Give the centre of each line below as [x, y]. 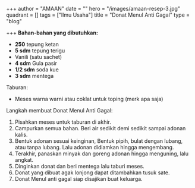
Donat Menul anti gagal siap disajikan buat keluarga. [78, 179]
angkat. [24, 160]
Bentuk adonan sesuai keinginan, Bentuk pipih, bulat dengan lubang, [99, 141]
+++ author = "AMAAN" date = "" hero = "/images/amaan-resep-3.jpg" [93, 9]
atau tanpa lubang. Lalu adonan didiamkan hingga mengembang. [94, 147]
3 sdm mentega [34, 76]
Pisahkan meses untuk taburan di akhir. [63, 122]
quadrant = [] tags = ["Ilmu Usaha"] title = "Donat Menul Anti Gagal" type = [98, 15]
